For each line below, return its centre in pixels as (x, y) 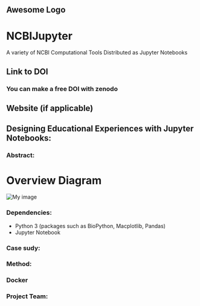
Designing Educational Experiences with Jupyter (100, 129)
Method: (19, 264)
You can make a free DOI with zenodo (62, 89)
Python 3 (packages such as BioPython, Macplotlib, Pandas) (90, 226)
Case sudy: (23, 248)
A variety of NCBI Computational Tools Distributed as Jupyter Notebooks (97, 53)
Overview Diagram (54, 180)
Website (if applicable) (50, 108)
